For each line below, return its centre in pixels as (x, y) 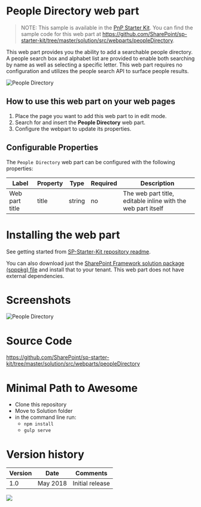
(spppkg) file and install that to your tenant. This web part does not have (95, 269)
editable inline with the (155, 201)
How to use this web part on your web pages (91, 102)
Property (50, 183)
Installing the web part (63, 235)
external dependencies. (35, 276)
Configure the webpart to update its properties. (73, 129)
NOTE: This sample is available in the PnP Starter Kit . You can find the (107, 28)
